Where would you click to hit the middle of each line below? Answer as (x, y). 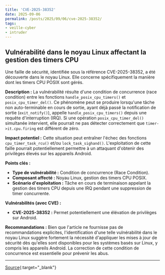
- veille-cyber (21, 28)
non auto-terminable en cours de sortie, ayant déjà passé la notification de (81, 107)
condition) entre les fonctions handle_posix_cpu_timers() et (66, 97)
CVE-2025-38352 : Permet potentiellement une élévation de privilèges (84, 212)
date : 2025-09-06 (23, 14)
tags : (11, 23)
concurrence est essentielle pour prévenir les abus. (57, 253)
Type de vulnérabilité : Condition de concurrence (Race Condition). (81, 172)
